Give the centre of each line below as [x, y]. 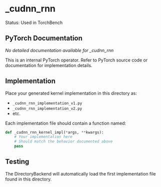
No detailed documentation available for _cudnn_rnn [59, 50]
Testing [17, 162]
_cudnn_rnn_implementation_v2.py [47, 108]
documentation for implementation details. [49, 65]
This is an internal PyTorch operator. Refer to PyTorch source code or [76, 60]
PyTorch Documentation [44, 38]
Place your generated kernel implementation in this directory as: [71, 93]
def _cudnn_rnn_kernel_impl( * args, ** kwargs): [54, 132]
